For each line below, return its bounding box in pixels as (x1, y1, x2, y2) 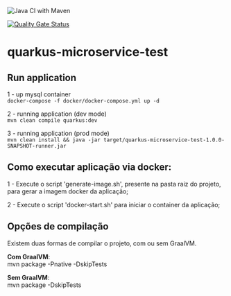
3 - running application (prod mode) (7, 129, 110, 137)
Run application (7, 71, 77, 83)
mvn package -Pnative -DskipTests (7, 260, 108, 268)
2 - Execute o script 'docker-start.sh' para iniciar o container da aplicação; (7, 200, 221, 209)
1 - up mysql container (7, 90, 71, 98)
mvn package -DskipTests (7, 281, 82, 289)
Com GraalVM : (7, 252, 51, 261)
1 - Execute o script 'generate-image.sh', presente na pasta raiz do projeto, (7, 180, 221, 188)
